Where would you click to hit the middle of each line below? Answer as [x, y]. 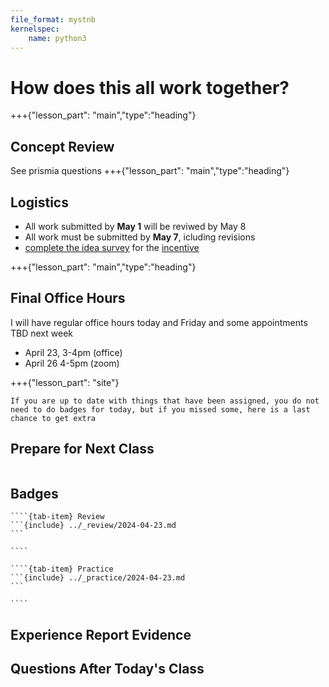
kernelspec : [35, 29]
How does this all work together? [150, 87]
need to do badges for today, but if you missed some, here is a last [160, 409]
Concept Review [62, 146]
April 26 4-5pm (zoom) [72, 363]
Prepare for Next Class [82, 449]
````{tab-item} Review [57, 517]
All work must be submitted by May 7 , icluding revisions [140, 237]
